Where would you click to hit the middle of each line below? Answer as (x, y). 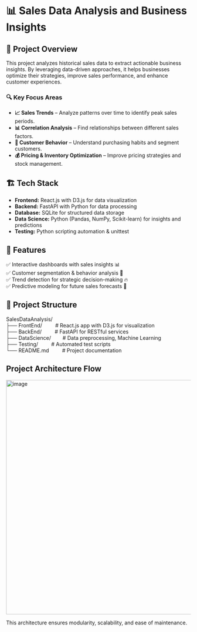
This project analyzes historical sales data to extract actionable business (94, 63)
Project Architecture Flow (54, 369)
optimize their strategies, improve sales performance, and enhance (87, 76)
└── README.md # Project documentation (64, 350)
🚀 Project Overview (42, 49)
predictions (28, 225)
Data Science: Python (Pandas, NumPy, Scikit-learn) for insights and (98, 219)
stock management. (38, 164)
